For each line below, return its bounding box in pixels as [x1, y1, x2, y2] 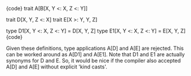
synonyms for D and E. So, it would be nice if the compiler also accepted [6, 57, 181, 64]
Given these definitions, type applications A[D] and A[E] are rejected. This [6, 45, 184, 52]
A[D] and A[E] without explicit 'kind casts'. [6, 63, 107, 70]
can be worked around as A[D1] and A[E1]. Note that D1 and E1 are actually [6, 51, 185, 57]
